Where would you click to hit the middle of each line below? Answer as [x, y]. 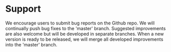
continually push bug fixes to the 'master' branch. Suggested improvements [85, 28]
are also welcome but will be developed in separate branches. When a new [85, 34]
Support [23, 9]
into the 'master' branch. [31, 44]
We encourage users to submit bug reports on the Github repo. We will [80, 23]
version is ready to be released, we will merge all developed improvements [84, 39]
